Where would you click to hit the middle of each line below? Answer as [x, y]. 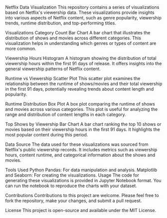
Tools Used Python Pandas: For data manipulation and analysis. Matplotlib [81, 170]
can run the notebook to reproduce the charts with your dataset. [71, 186]
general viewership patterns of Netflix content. [53, 69]
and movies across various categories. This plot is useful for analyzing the [82, 109]
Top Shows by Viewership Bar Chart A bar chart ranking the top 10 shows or [83, 124]
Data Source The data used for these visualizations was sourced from [77, 144]
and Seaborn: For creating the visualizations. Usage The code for [72, 175]
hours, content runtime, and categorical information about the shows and [80, 155]
